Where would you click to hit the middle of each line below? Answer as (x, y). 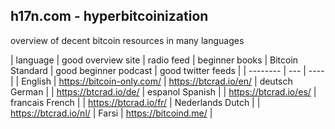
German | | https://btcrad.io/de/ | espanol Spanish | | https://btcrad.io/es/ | (163, 91)
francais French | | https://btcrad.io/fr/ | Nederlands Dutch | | (135, 102)
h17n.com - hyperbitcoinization (109, 16)
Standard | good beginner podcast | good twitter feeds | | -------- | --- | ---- (167, 70)
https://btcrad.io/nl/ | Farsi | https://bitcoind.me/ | (111, 113)
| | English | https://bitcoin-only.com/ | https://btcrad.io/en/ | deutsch (151, 81)
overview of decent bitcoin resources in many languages (127, 40)
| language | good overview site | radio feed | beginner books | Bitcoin (154, 60)
